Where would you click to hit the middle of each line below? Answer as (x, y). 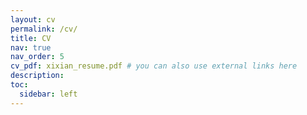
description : (37, 76)
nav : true (31, 47)
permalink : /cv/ (44, 29)
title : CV (31, 38)
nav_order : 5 (37, 57)
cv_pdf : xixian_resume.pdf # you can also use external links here (154, 66)
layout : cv (33, 19)
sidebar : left (48, 94)
